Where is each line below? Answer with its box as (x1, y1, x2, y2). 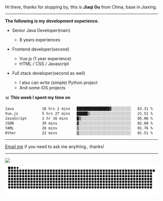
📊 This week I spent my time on (5, 95, 71, 100)
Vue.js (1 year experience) (19, 56, 72, 61)
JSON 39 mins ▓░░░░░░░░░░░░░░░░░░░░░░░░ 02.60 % (5, 121, 153, 126)
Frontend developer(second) (12, 46, 69, 52)
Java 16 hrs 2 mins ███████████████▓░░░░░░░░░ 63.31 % (5, 106, 153, 111)
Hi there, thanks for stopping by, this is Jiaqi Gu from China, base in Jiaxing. (5, 4, 157, 10)
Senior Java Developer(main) (12, 28, 70, 33)
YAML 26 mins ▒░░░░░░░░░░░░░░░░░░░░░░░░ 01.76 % (5, 126, 153, 131)
